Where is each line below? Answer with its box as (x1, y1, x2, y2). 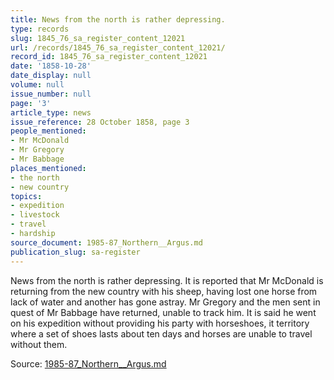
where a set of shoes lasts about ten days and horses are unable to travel (10, 327, 313, 340)
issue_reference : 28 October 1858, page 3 (10, 117, 190, 127)
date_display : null (10, 71, 92, 81)
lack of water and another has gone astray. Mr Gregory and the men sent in (10, 296, 321, 308)
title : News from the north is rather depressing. (10, 14, 226, 25)
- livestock (10, 210, 60, 220)
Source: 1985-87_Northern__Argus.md (10, 357, 167, 370)
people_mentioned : (10, 126, 87, 136)
